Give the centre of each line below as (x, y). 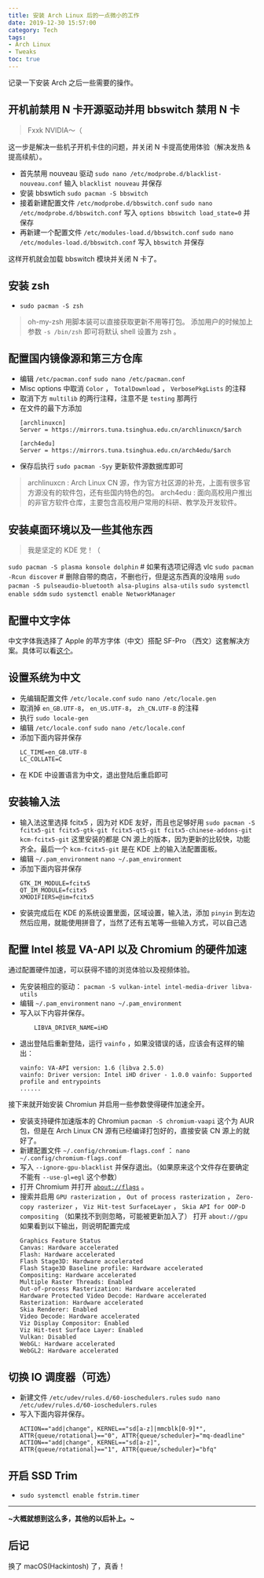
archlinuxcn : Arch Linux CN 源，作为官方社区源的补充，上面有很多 (135, 483)
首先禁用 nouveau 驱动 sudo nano (73, 173)
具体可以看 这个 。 (49, 650)
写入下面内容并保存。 (54, 1414)
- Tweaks (22, 52)
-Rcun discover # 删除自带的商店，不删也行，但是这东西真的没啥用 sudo (124, 577)
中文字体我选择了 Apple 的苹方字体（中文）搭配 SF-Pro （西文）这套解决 (126, 640)
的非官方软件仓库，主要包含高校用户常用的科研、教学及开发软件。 (134, 503)
